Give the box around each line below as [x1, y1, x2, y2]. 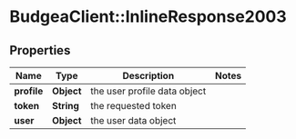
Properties [9, 43, 71, 58]
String [51, 100, 80, 112]
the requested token [90, 100, 178, 112]
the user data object [90, 114, 177, 126]
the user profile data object [90, 84, 207, 97]
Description [122, 70, 175, 82]
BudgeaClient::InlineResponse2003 [9, 6, 287, 27]
